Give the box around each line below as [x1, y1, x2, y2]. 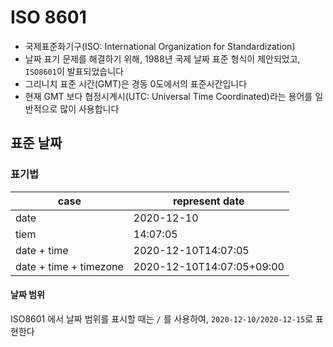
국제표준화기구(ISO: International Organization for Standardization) [24, 40, 296, 52]
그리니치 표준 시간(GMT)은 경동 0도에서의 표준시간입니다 [24, 77, 248, 90]
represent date [173, 194, 245, 208]
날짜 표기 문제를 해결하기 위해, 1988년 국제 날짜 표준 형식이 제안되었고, [24, 52, 301, 65]
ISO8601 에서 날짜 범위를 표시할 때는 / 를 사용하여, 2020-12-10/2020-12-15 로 [10, 312, 314, 325]
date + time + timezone [15, 259, 124, 273]
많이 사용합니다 [59, 102, 120, 115]
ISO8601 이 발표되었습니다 [24, 65, 124, 77]
